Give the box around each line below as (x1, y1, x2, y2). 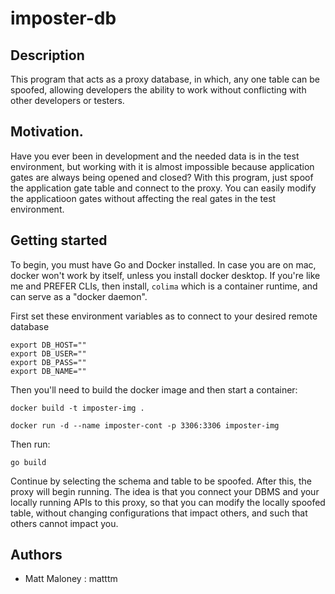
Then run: (10, 438, 51, 450)
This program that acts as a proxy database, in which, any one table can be (10, 73, 320, 85)
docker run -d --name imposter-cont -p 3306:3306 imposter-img (10, 420, 280, 431)
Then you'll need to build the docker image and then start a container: (10, 383, 298, 396)
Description (10, 47, 85, 64)
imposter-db (10, 7, 117, 30)
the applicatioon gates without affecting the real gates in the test (10, 192, 277, 204)
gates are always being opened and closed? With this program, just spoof (10, 171, 314, 183)
